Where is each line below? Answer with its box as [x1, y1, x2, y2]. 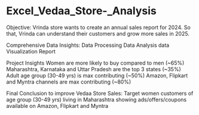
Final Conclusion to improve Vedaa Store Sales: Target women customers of [6, 90, 194, 97]
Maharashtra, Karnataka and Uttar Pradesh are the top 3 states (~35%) [6, 65, 181, 72]
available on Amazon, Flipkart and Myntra [6, 102, 109, 109]
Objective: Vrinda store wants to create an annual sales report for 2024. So [6, 24, 191, 31]
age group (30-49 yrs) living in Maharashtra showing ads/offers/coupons [6, 96, 187, 103]
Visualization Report [6, 47, 56, 55]
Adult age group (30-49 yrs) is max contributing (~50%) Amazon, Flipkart [6, 72, 188, 79]
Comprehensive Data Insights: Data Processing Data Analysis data [6, 41, 170, 49]
